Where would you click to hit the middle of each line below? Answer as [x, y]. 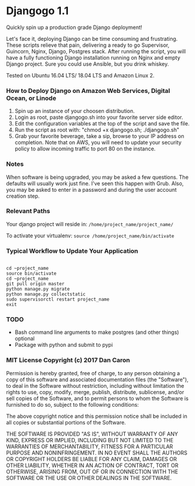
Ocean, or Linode [31, 98]
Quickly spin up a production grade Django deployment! [74, 27]
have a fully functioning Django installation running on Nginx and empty [93, 57]
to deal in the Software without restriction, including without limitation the [95, 385]
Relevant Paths [28, 211]
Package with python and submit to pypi [64, 345]
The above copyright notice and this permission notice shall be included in [97, 416]
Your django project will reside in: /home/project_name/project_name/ [90, 224]
